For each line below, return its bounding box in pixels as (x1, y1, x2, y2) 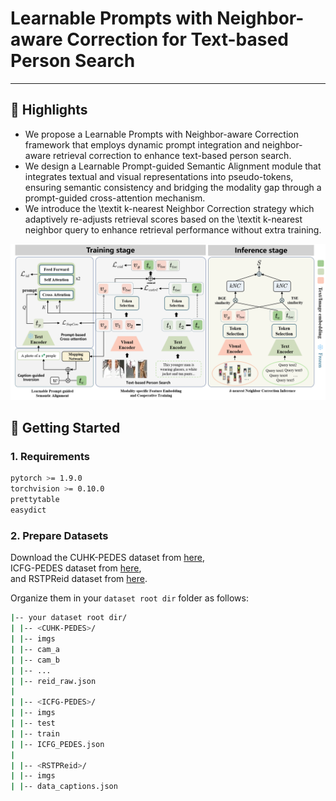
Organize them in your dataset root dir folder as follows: (10, 592, 249, 604)
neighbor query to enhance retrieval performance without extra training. (24, 223, 322, 236)
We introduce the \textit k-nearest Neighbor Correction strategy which (24, 202, 315, 214)
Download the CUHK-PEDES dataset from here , (10, 552, 205, 564)
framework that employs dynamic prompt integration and (24, 138, 260, 151)
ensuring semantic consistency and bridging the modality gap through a (24, 181, 322, 193)
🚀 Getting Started (10, 420, 121, 437)
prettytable (10, 495, 60, 505)
